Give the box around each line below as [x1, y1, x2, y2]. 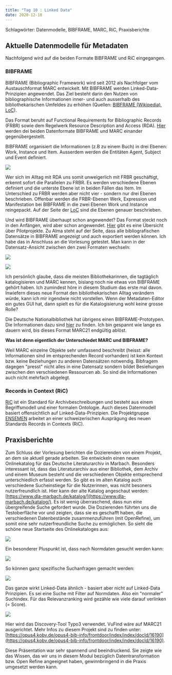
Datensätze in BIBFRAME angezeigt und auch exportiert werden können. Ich [5, 233, 166, 239]
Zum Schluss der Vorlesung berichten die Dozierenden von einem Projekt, [5, 449, 162, 456]
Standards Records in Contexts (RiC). [5, 421, 84, 427]
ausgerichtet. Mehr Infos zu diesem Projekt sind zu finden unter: [5, 626, 142, 632]
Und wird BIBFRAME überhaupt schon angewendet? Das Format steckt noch [5, 217, 167, 223]
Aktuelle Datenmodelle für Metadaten [5, 41, 128, 50]
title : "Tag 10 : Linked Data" [5, 7, 72, 13]
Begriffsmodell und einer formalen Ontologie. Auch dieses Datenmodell [5, 404, 156, 410]
